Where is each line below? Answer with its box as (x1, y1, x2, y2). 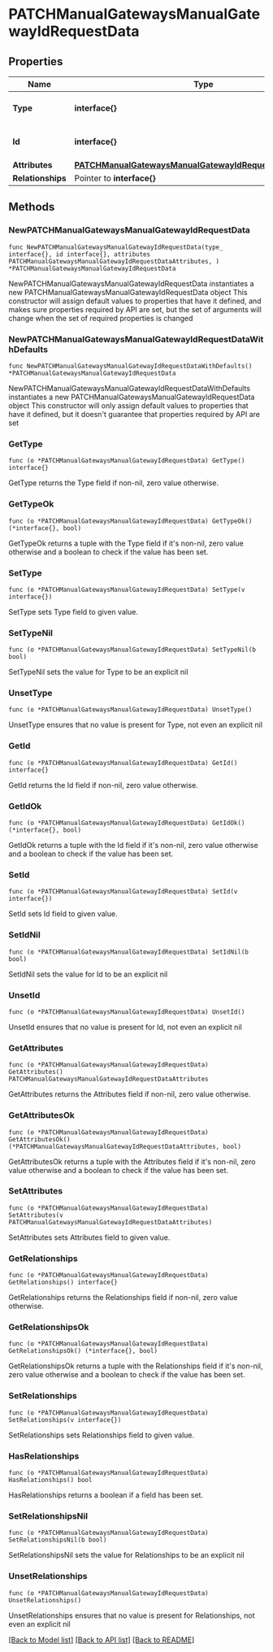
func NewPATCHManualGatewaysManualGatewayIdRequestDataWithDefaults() (8, 362, 253, 370)
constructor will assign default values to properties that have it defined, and (8, 296, 262, 306)
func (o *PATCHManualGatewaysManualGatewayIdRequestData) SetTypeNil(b (8, 646, 256, 654)
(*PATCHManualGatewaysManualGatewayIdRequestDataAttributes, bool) (8, 1142, 242, 1150)
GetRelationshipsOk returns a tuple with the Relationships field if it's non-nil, (8, 1361, 263, 1371)
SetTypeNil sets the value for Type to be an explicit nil (8, 667, 188, 677)
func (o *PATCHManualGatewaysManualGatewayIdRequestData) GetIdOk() (8, 819, 245, 828)
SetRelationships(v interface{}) (8, 1415, 122, 1424)
